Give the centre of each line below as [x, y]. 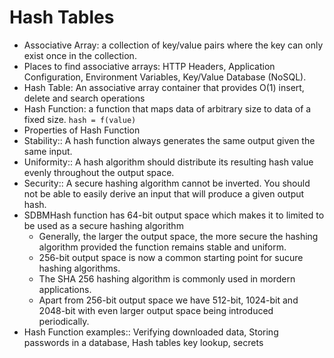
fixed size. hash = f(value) [80, 119]
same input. [48, 151]
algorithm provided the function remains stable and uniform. [162, 247]
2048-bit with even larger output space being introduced [156, 310]
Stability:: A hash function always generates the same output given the [169, 140]
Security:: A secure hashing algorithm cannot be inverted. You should [167, 183]
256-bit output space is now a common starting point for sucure [171, 257]
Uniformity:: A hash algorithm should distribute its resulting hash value [168, 162]
